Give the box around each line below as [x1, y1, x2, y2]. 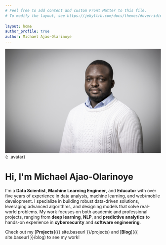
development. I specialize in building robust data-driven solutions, [5, 198, 139, 204]
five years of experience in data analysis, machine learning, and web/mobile [5, 193, 161, 199]
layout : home [5, 24, 32, 29]
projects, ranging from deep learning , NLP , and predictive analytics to [5, 214, 150, 220]
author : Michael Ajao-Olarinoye [5, 34, 72, 39]
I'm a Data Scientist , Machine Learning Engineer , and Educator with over [5, 187, 157, 193]
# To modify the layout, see [5, 13, 65, 18]
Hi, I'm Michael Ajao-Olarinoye [5, 171, 133, 182]
